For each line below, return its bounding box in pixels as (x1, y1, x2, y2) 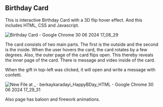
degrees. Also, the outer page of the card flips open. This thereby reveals (5, 52, 154, 58)
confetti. (5, 71, 22, 78)
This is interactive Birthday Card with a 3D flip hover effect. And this (5, 17, 142, 23)
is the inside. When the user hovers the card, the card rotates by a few (5, 46, 147, 52)
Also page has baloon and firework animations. (5, 96, 101, 102)
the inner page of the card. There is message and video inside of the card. (5, 57, 156, 63)
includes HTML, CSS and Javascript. (5, 22, 80, 28)
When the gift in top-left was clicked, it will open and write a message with (5, 67, 156, 72)
